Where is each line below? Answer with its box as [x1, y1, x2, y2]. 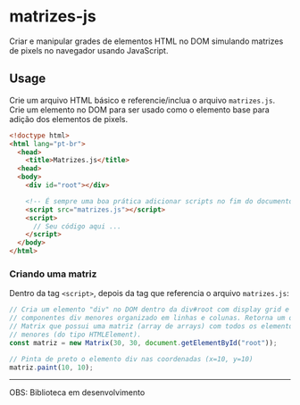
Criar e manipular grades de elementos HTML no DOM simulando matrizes [9, 36, 284, 46]
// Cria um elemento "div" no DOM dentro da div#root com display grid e [9, 305, 290, 314]
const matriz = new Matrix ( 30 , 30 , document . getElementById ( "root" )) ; [9, 338, 278, 347]
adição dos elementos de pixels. [9, 113, 128, 124]
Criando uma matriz [9, 268, 97, 280]
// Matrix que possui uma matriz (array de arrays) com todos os [9, 322, 257, 331]
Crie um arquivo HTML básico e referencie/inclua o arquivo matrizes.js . [9, 95, 275, 105]
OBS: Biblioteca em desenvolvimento [9, 387, 146, 398]
